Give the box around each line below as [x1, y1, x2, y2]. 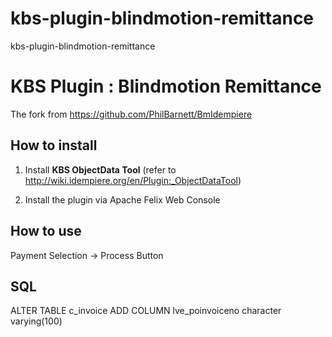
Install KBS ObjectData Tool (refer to [24, 163, 177, 176]
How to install [10, 137, 98, 154]
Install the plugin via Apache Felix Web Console [24, 193, 221, 206]
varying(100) [10, 315, 63, 327]
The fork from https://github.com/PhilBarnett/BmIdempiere [10, 108, 253, 120]
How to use [10, 223, 82, 240]
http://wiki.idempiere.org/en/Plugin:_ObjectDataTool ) [24, 174, 242, 186]
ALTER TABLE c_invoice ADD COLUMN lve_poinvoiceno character [10, 305, 282, 317]
